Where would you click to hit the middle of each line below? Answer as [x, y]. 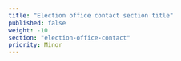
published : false [37, 23]
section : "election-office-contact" [69, 38]
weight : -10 [28, 30]
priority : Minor [35, 45]
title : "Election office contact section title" [91, 15]
